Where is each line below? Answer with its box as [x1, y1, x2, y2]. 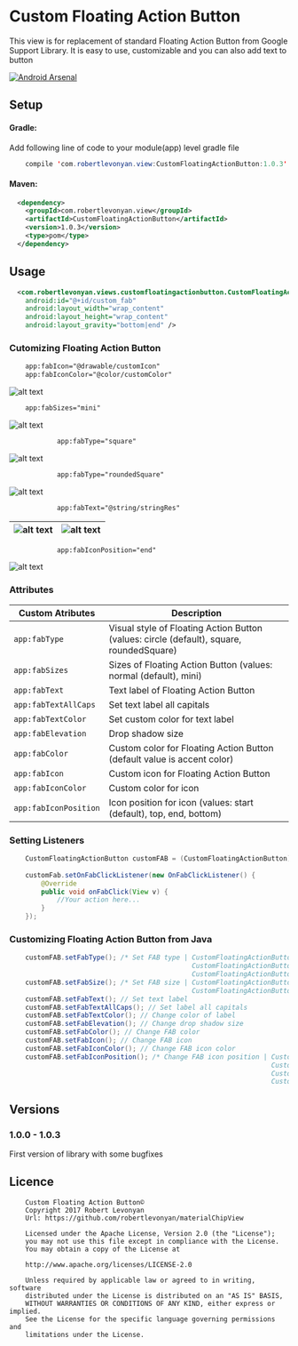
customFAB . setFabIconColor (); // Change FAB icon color [25, 1044, 237, 1053]
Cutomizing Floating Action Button [9, 341, 161, 354]
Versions [9, 1102, 60, 1117]
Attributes [9, 584, 54, 597]
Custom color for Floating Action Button [108, 741, 274, 754]
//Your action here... [56, 895, 141, 904]
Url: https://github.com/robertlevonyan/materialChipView [25, 1214, 244, 1222]
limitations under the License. [25, 1330, 145, 1339]
